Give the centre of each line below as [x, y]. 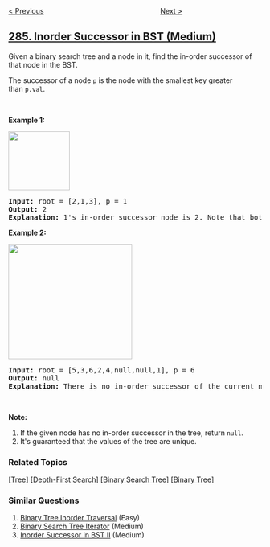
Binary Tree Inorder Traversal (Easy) [80, 518]
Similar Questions [44, 500]
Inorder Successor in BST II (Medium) [82, 535]
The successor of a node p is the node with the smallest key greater [121, 80]
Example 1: [27, 120]
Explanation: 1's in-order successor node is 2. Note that [127, 217]
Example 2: [27, 232]
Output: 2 [27, 209]
